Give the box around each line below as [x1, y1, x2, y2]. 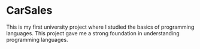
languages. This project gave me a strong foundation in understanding [6, 29, 180, 36]
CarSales [6, 4, 53, 17]
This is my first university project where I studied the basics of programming [6, 23, 195, 30]
